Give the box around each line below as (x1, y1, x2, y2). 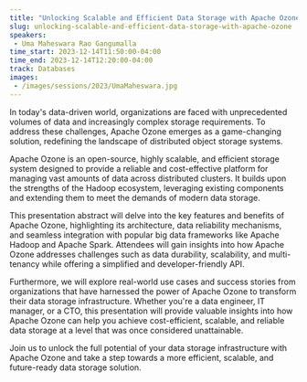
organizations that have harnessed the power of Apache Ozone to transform (9, 285, 297, 297)
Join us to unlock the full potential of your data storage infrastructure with (9, 342, 288, 353)
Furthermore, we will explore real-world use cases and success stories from (9, 276, 296, 287)
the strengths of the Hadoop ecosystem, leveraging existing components (9, 182, 284, 193)
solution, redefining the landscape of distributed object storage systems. (9, 135, 283, 146)
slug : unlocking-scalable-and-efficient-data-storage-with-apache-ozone (9, 22, 292, 31)
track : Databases (9, 65, 76, 74)
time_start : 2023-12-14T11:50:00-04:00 (9, 48, 162, 57)
